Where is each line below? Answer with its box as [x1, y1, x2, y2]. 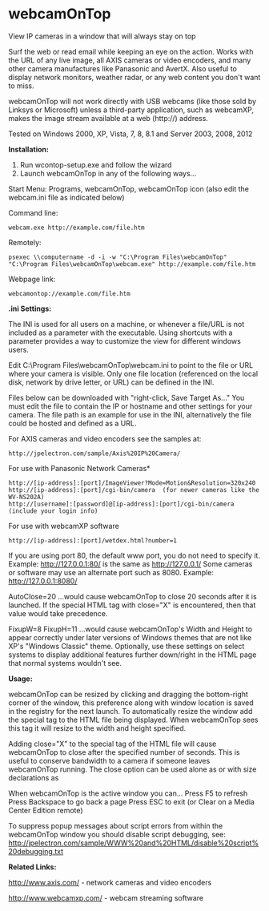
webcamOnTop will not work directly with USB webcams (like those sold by [8, 96, 257, 106]
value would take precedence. [8, 608, 108, 618]
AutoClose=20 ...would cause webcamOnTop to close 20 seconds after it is [8, 591, 258, 601]
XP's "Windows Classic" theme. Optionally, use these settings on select [8, 641, 245, 651]
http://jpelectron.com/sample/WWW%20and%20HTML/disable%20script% [8, 838, 259, 848]
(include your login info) [8, 506, 98, 515]
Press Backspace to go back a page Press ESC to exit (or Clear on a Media [8, 796, 255, 806]
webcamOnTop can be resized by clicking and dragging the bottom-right [8, 689, 248, 699]
